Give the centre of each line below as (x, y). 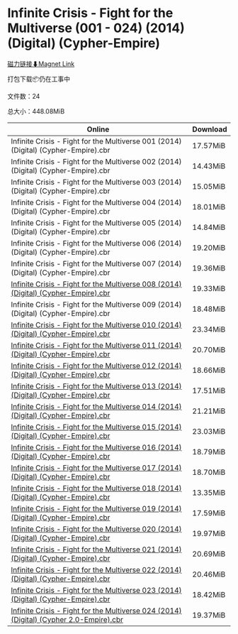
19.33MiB (209, 288)
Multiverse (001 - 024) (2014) (96, 28)
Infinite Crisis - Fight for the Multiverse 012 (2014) (96, 366)
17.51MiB (209, 390)
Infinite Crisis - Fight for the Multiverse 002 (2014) (96, 161)
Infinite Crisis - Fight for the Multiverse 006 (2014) (96, 243)
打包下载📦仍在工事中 (39, 79)
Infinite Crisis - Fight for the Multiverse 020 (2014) (96, 529)
